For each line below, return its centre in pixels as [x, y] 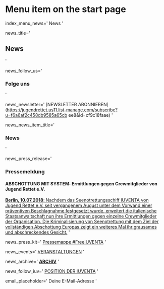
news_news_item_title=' [30, 125]
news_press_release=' [29, 159]
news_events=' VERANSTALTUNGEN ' [45, 252]
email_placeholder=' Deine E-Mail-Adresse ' [51, 281]
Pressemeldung [25, 172]
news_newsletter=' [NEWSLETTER [41, 105]
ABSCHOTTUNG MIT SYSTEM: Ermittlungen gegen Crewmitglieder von [81, 184]
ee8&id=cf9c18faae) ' [91, 115]
